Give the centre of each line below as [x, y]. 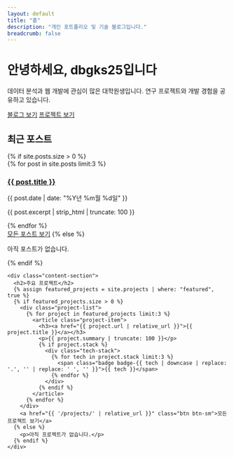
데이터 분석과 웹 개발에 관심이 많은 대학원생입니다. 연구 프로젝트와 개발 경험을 [113, 91]
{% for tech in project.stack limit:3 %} [112, 357]
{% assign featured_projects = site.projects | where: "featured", [114, 290]
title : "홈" [24, 20]
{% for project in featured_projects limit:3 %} [98, 314]
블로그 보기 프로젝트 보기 [41, 115]
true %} [19, 296]
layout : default [31, 14]
